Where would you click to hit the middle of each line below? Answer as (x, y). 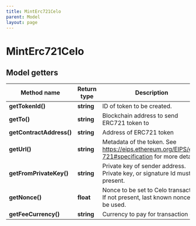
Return (87, 89)
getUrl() (20, 149)
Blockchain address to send (140, 116)
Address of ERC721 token (138, 133)
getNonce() (25, 197)
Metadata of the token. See (139, 142)
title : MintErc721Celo (34, 11)
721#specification (127, 157)
